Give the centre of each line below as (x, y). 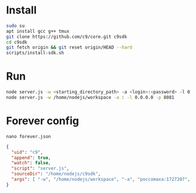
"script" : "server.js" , (40, 168)
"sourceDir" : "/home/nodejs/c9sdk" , (56, 174)
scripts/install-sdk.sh (35, 53)
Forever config (43, 121)
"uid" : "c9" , (27, 152)
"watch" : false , (31, 163)
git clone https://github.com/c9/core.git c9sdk (67, 37)
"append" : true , (31, 158)
